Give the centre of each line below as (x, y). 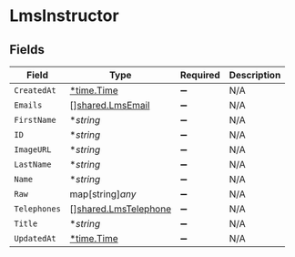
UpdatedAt (35, 238)
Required (200, 75)
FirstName (35, 120)
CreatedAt (35, 91)
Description (255, 75)
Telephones (37, 209)
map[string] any (103, 194)
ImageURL (33, 150)
